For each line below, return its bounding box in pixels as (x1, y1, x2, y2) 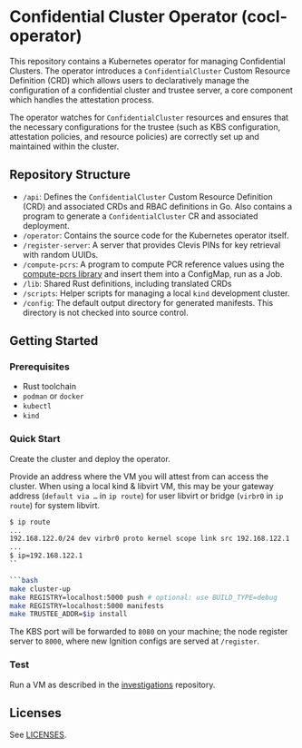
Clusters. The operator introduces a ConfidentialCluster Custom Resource (9, 65, 291, 76)
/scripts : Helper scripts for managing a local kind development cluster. (22, 288, 290, 299)
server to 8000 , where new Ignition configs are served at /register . (9, 635, 260, 646)
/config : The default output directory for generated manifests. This (22, 297, 274, 308)
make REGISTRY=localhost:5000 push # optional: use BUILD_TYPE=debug (9, 593, 278, 602)
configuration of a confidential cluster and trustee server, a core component (9, 84, 293, 95)
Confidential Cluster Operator (9, 6, 239, 27)
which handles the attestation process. (9, 93, 154, 105)
